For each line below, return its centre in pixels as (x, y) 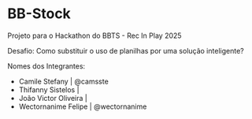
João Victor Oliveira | (53, 98)
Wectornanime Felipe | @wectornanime (83, 106)
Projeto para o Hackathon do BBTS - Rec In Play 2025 (94, 35)
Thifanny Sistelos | (49, 89)
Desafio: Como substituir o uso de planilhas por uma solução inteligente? (126, 50)
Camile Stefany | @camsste (64, 81)
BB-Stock (39, 14)
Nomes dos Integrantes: (46, 66)
